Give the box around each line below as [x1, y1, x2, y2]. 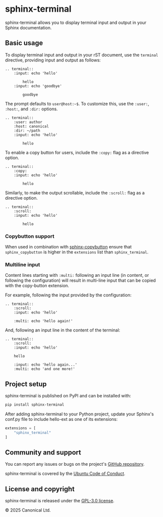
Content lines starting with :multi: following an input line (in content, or [5, 272, 149, 278]
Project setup [5, 380, 47, 388]
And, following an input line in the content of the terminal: [5, 327, 121, 333]
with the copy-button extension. [5, 283, 69, 289]
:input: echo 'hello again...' [14, 362, 78, 367]
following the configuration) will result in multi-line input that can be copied [5, 277, 156, 284]
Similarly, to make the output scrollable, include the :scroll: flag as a [5, 189, 145, 196]
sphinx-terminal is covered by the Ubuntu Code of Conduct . [5, 471, 125, 476]
